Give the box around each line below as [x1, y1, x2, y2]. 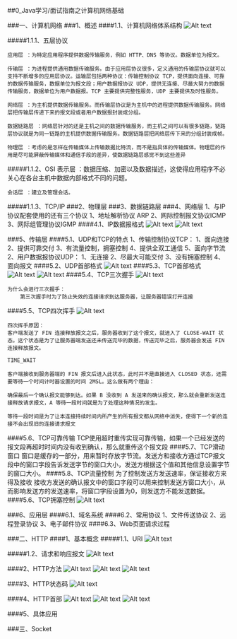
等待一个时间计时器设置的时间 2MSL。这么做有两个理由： [12, 378, 155, 385]
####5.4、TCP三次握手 [66, 271, 135, 279]
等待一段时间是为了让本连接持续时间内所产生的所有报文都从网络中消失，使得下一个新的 [7, 413, 223, 420]
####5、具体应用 [7, 610, 58, 618]
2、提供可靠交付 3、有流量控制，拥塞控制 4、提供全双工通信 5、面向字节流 [7, 244, 226, 252]
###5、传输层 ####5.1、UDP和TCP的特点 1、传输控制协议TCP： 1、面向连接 [7, 235, 230, 243]
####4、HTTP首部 [7, 594, 62, 603]
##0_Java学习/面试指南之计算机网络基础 [7, 6, 125, 14]
